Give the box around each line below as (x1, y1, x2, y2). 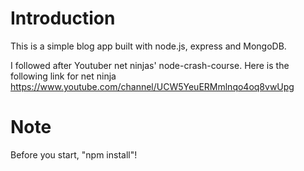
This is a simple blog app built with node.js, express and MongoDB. (10, 40, 287, 52)
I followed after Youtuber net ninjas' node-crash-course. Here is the (10, 59, 290, 71)
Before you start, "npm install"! (10, 148, 138, 161)
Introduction (10, 7, 116, 30)
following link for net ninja (10, 70, 117, 82)
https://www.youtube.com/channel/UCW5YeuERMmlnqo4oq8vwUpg (10, 80, 295, 92)
